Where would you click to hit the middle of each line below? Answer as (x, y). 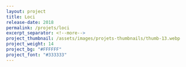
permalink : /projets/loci (38, 28)
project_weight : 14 (30, 44)
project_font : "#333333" (36, 55)
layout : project (26, 11)
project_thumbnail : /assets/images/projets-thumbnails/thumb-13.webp (93, 38)
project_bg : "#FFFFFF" (34, 50)
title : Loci (21, 17)
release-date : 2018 (30, 22)
